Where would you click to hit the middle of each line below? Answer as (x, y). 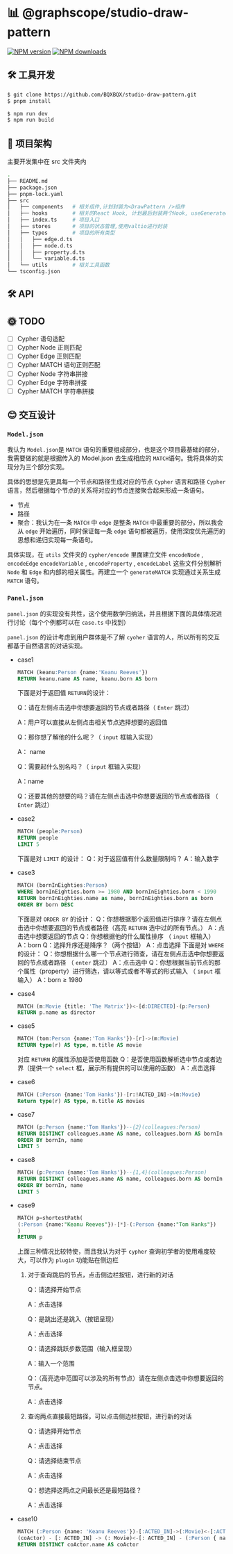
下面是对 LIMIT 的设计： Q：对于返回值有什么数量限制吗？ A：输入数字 (118, 859)
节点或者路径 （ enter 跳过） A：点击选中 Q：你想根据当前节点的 (122, 962)
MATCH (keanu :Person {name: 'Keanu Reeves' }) (83, 672)
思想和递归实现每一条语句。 (57, 540)
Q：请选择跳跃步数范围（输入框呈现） (82, 1349)
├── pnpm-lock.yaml (35, 194)
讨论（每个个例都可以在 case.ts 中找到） (71, 622)
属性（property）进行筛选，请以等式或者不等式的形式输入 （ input (118, 971)
